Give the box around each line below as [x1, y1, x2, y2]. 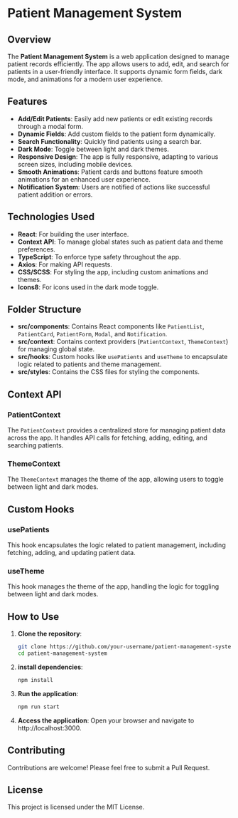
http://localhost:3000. [17, 723, 82, 732]
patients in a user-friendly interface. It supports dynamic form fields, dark [7, 68, 222, 76]
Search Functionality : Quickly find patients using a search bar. [17, 137, 202, 145]
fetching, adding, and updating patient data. [7, 549, 136, 557]
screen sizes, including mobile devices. [17, 160, 134, 168]
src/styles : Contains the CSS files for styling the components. [17, 368, 200, 376]
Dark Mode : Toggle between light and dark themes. [17, 145, 169, 153]
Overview [7, 33, 52, 46]
